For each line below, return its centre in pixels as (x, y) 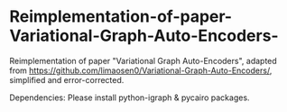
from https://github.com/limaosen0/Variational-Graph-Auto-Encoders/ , (141, 70)
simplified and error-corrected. (67, 79)
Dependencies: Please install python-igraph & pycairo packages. (130, 98)
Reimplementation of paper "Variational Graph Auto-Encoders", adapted (143, 61)
